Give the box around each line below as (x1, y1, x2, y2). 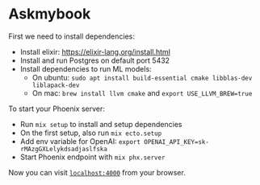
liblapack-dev (31, 81, 80, 89)
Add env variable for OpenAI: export (19, 136, 141, 146)
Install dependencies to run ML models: (19, 64, 152, 73)
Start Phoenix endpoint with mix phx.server (19, 152, 166, 162)
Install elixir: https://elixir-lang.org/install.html (19, 47, 171, 56)
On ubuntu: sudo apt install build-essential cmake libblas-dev (31, 72, 253, 82)
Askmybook (8, 5, 91, 23)
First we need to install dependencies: (8, 31, 136, 41)
